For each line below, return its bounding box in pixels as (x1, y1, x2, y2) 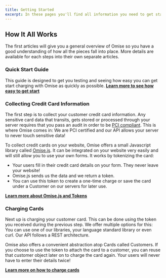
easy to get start (5, 88, 40, 94)
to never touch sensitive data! (5, 132, 66, 139)
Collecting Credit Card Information (5, 100, 90, 107)
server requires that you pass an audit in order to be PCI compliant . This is (5, 122, 157, 128)
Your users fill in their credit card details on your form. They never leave (12, 162, 159, 168)
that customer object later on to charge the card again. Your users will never (5, 252, 160, 258)
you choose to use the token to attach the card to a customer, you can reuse (5, 247, 161, 253)
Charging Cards (5, 205, 44, 212)
